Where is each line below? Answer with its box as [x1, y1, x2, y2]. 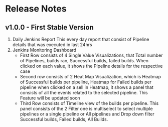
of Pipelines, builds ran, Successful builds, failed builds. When [20, 58, 149, 63]
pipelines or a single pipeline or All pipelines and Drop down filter [20, 111, 154, 117]
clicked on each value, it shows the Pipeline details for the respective [20, 63, 163, 69]
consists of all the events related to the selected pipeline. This [20, 90, 148, 95]
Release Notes [5, 3, 67, 15]
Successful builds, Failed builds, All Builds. [20, 116, 108, 122]
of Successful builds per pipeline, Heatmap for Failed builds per [20, 79, 152, 85]
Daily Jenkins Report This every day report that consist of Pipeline [12, 36, 149, 42]
